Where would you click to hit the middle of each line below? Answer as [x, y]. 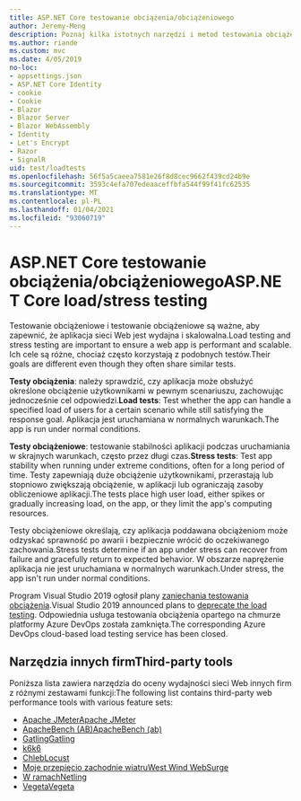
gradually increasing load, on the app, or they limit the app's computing [141, 503]
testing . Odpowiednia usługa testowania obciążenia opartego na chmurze [145, 614]
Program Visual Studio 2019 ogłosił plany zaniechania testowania [129, 595]
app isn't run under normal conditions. [80, 578]
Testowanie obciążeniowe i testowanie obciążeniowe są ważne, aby [134, 325]
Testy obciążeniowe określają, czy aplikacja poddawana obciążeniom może [149, 530]
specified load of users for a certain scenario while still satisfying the [137, 409]
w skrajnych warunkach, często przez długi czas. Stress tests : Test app [141, 455]
